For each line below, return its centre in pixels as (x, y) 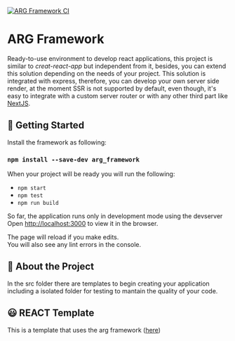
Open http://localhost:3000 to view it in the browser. (83, 224)
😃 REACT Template (51, 313)
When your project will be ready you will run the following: (91, 174)
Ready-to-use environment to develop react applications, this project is (110, 58)
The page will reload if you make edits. (63, 237)
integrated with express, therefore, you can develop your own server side (113, 81)
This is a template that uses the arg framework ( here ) (84, 330)
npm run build (38, 203)
